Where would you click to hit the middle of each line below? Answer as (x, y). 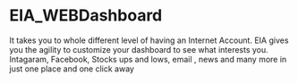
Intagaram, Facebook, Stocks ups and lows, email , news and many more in (148, 59)
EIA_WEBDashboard (86, 16)
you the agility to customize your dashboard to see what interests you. (139, 49)
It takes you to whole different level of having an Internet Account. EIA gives (149, 40)
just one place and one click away (72, 69)
